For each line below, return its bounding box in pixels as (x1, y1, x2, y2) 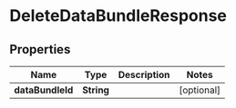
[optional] (179, 83, 221, 96)
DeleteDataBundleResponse (9, 5, 228, 26)
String (81, 83, 109, 96)
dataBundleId (14, 83, 74, 96)
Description (118, 69, 170, 81)
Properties (9, 42, 71, 57)
